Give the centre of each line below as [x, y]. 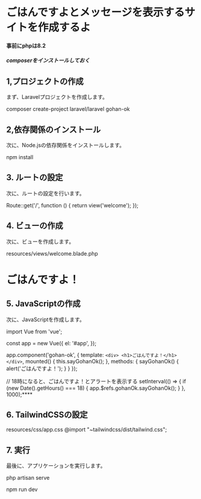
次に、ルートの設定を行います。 [46, 193]
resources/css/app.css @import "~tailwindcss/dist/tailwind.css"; [87, 430]
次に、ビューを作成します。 [40, 241]
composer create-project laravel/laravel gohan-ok [68, 109]
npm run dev [22, 489]
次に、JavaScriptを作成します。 [46, 319]
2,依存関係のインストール [54, 129]
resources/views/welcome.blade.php [52, 253]
